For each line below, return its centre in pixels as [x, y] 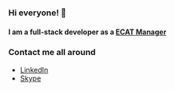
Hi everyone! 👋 [37, 13]
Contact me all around [52, 53]
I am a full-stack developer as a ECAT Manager [87, 32]
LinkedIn [34, 69]
